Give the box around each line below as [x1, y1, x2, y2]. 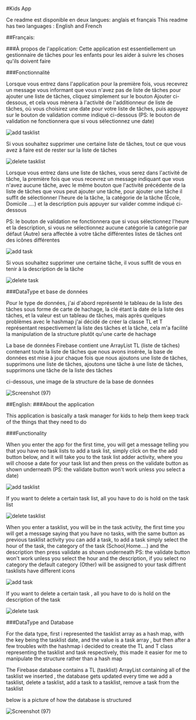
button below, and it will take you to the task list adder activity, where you [6, 454, 183, 460]
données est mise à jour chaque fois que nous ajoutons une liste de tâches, [6, 354, 188, 361]
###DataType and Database [6, 619, 74, 626]
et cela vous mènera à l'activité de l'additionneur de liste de [29, 99, 173, 106]
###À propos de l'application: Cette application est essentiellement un [6, 45, 176, 52]
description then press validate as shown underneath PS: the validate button [6, 548, 190, 556]
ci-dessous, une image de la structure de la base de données [6, 378, 154, 385]
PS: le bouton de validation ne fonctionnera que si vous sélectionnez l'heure [6, 218, 190, 225]
